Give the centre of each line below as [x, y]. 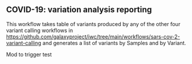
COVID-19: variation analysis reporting [79, 10]
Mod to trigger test [29, 54]
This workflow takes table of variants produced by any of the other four [93, 24]
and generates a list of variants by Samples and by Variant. [114, 43]
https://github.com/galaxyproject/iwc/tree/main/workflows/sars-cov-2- [93, 36]
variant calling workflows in [40, 30]
